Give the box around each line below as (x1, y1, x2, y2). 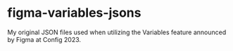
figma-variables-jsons (7, 5, 141, 21)
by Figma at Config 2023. (7, 35, 82, 43)
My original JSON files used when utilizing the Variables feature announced (7, 28, 227, 36)
